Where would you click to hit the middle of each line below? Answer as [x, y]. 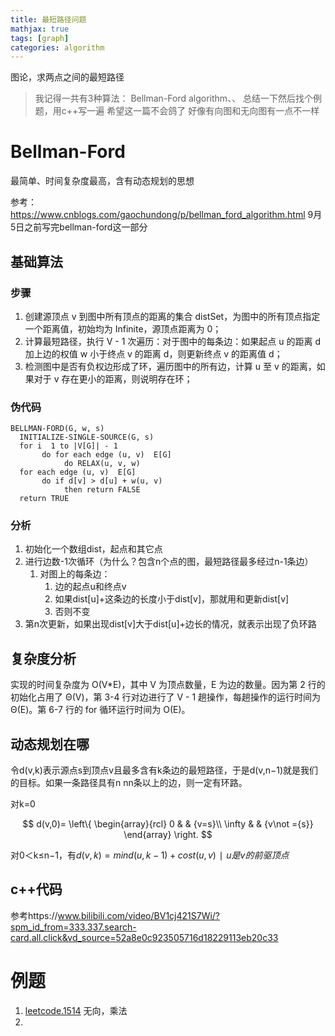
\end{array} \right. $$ [168, 835]
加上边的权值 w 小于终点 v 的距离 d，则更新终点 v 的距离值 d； [153, 353]
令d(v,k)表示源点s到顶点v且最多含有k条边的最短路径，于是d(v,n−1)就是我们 [164, 770]
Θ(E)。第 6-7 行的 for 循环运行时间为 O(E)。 [100, 710]
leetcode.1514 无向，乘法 [76, 1010]
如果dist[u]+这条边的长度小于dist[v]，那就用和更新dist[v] [172, 599]
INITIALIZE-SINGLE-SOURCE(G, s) [87, 437]
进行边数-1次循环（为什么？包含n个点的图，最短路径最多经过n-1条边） [169, 562]
